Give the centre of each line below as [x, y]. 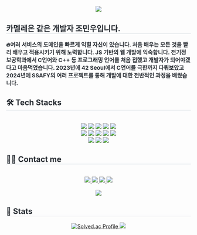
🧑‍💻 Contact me [34, 160]
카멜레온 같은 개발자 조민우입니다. [63, 29]
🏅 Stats [19, 211]
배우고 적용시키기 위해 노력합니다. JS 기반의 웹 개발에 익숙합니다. [91, 52]
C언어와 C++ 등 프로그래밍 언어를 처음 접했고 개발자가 [103, 60]
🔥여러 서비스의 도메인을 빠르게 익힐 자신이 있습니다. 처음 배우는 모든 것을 [94, 45]
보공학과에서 [21, 60]
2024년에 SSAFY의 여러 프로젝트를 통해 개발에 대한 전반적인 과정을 [89, 75]
